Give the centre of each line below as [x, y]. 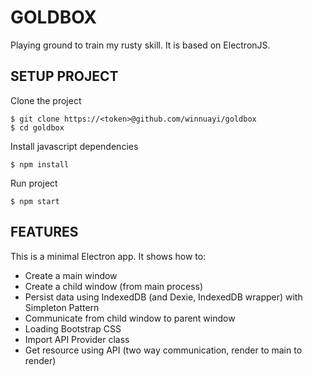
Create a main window [71, 275]
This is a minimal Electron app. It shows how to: [108, 256]
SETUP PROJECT [64, 76]
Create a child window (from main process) [114, 286]
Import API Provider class [77, 339]
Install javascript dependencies [74, 146]
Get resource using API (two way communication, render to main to [163, 350]
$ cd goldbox [37, 127]
